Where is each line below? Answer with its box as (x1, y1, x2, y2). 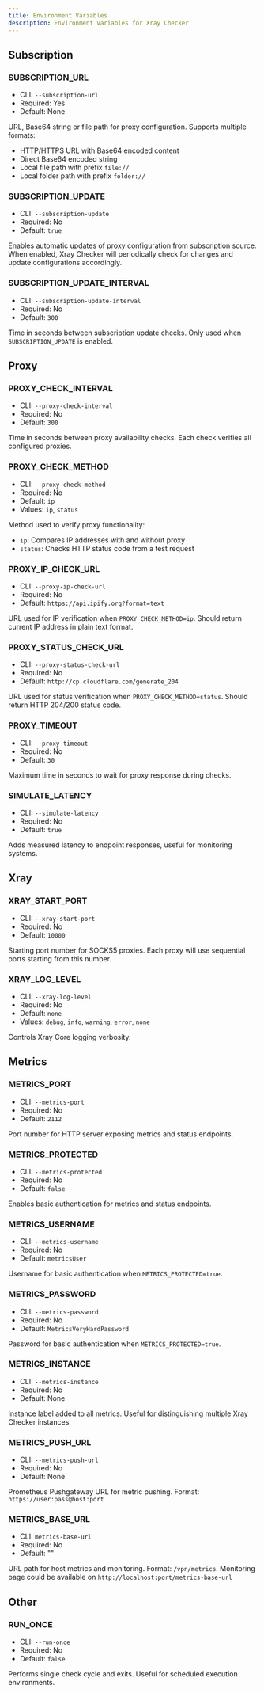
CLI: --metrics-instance (19, 1376, 99, 1386)
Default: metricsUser (19, 1254, 87, 1263)
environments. (8, 1678, 55, 1687)
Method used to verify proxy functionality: (8, 519, 145, 529)
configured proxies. (8, 441, 73, 451)
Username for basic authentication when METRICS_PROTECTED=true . (8, 1269, 223, 1279)
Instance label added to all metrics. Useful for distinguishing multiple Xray (8, 1409, 249, 1418)
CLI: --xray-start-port (19, 913, 96, 923)
